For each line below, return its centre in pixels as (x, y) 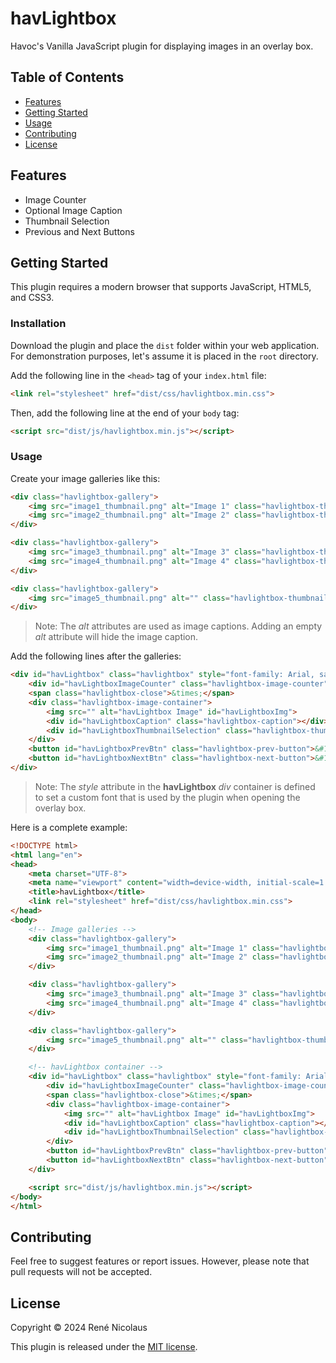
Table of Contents (67, 77)
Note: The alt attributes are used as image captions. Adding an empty (178, 626)
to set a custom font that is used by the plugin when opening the (167, 797)
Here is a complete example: (69, 827)
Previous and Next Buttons (79, 231)
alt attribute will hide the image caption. (116, 637)
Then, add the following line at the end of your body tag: (125, 413)
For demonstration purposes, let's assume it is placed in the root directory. (164, 356)
